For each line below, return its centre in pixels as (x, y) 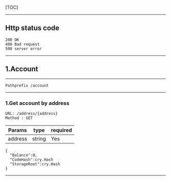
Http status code (32, 28)
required (61, 130)
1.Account (22, 69)
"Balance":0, (24, 155)
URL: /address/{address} (32, 113)
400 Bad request (22, 44)
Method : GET (19, 118)
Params (17, 130)
